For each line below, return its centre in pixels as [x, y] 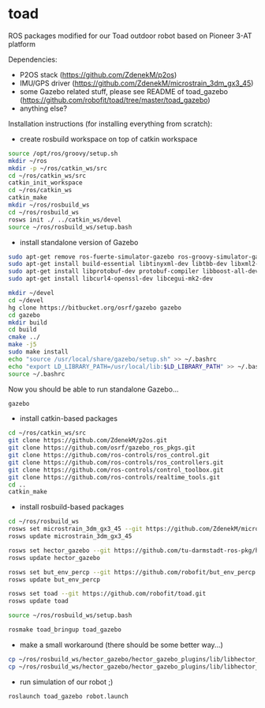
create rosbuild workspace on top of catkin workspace [108, 138]
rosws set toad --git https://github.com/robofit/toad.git [107, 594]
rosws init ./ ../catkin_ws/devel [65, 220]
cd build [22, 330]
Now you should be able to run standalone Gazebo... [93, 389]
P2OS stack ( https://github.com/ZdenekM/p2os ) [98, 74]
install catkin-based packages [69, 418]
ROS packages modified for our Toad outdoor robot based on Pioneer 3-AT [130, 36]
